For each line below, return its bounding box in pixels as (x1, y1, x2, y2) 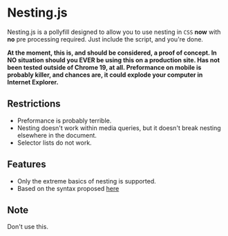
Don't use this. (7, 223, 48, 231)
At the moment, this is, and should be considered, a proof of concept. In (7, 48, 218, 57)
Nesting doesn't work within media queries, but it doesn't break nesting (17, 123, 221, 132)
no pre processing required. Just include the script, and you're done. (7, 35, 204, 43)
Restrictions (7, 98, 61, 110)
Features (7, 158, 46, 170)
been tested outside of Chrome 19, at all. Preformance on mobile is (7, 63, 202, 71)
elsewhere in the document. (17, 131, 97, 139)
